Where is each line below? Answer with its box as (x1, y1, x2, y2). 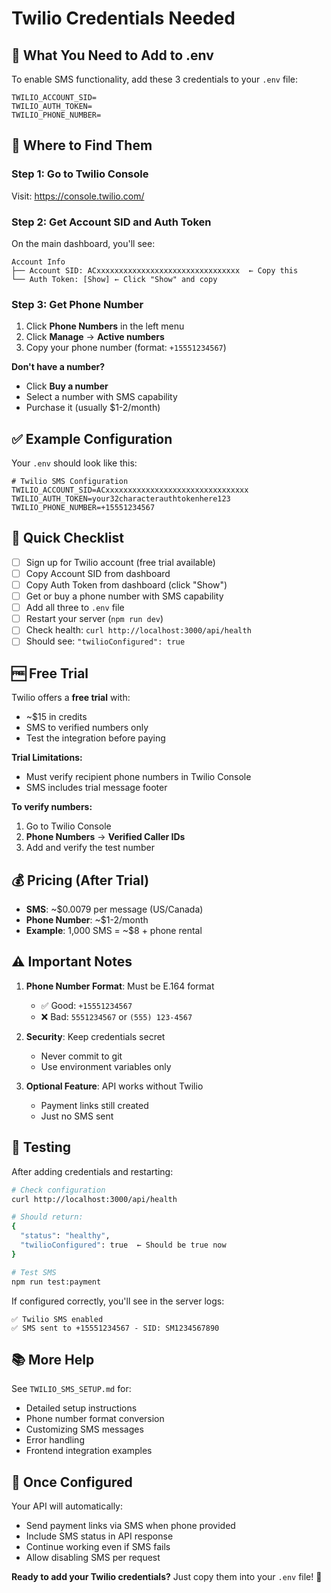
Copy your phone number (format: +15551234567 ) (25, 342, 227, 354)
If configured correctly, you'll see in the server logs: (11, 1295, 225, 1307)
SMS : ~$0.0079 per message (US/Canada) (25, 903, 204, 916)
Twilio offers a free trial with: (11, 692, 131, 704)
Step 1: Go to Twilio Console (11, 167, 149, 181)
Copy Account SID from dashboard (25, 567, 171, 579)
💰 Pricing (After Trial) (11, 872, 150, 889)
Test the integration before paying (25, 732, 166, 744)
